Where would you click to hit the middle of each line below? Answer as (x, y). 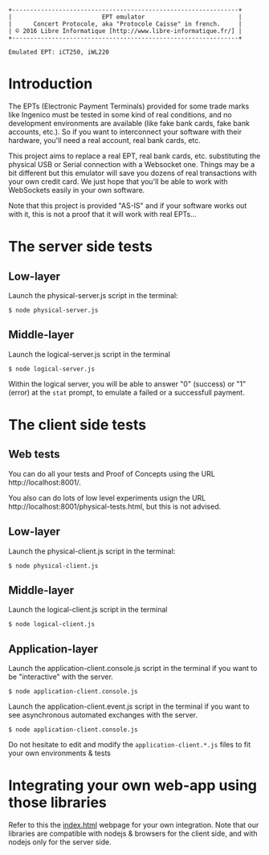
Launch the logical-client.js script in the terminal (88, 610)
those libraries (57, 803)
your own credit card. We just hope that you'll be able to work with (118, 181)
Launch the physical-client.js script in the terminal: (92, 551)
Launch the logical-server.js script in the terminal (90, 354)
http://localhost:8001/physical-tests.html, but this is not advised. (115, 506)
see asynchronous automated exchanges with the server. (103, 715)
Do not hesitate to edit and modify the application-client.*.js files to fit (130, 745)
